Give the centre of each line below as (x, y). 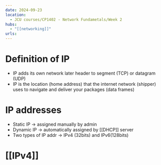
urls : (11, 34)
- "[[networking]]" (31, 29)
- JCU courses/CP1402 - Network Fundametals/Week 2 (66, 19)
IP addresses (33, 110)
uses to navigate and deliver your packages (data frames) (73, 89)
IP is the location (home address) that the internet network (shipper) (84, 84)
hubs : (11, 24)
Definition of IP (38, 59)
